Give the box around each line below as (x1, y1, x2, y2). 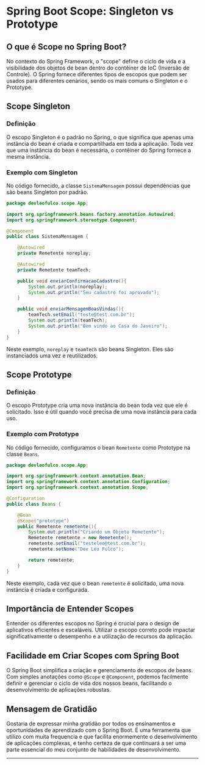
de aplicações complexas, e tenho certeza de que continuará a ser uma (6, 739, 186, 747)
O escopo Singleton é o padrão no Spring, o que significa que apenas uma (6, 133, 194, 141)
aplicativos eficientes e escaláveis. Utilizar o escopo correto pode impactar (6, 627, 195, 634)
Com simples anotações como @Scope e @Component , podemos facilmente (6, 673, 189, 681)
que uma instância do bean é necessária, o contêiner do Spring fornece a (6, 146, 191, 154)
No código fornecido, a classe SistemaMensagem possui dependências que (6, 182, 191, 189)
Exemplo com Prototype (6, 430, 79, 439)
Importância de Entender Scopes (6, 603, 134, 614)
